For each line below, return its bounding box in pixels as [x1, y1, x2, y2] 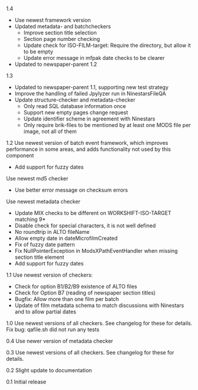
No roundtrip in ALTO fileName [14, 229, 90, 235]
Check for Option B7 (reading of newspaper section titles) [14, 289, 156, 296]
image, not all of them [23, 128, 77, 135]
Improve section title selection [23, 29, 97, 36]
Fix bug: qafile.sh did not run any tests [6, 326, 99, 333]
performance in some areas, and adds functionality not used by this [6, 145, 171, 153]
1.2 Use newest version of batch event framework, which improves [6, 139, 168, 146]
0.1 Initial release [6, 378, 46, 385]
